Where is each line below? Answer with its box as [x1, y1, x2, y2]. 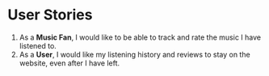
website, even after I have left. [19, 58, 120, 68]
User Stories [7, 6, 93, 24]
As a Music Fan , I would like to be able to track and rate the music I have [19, 32, 262, 42]
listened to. [19, 40, 57, 50]
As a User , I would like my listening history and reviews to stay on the [19, 49, 251, 59]
